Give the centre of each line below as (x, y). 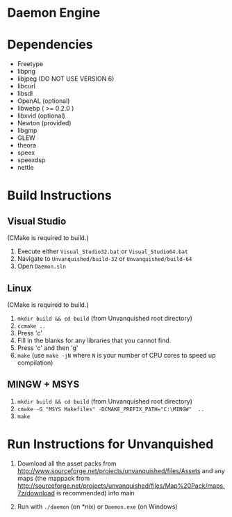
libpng (26, 72)
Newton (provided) (44, 123)
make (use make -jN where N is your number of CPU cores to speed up (116, 355)
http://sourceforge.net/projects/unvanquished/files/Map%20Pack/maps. (121, 486)
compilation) (35, 363)
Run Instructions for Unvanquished (110, 444)
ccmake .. (32, 326)
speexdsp (31, 160)
